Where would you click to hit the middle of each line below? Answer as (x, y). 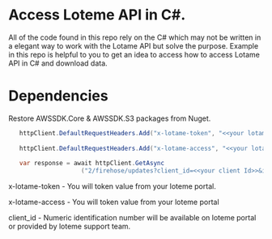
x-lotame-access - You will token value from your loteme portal (114, 202)
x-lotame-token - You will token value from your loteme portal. (112, 186)
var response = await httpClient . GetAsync (91, 164)
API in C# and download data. (58, 63)
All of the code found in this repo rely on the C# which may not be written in (135, 37)
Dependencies (58, 96)
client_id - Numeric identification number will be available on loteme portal (132, 218)
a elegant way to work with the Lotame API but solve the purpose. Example (134, 45)
